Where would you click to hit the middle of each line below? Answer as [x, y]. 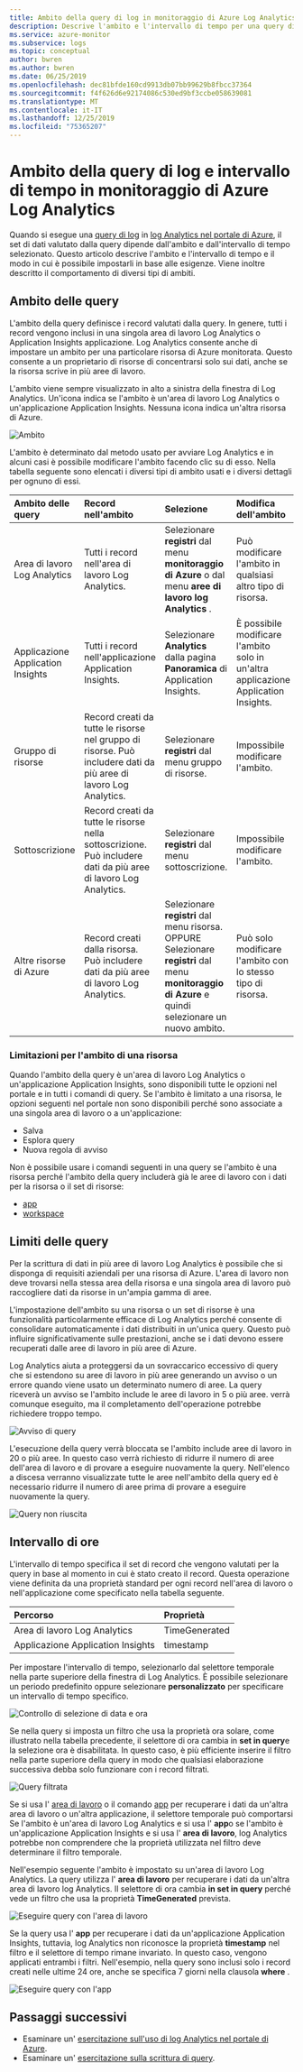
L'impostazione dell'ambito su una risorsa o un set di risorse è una [132, 1310]
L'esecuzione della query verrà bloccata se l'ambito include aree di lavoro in [151, 1448]
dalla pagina [190, 657]
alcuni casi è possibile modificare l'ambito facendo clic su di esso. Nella [143, 462]
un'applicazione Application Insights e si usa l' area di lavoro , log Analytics [148, 1833]
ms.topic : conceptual [50, 51]
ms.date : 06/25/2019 [48, 77]
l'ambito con [262, 960]
